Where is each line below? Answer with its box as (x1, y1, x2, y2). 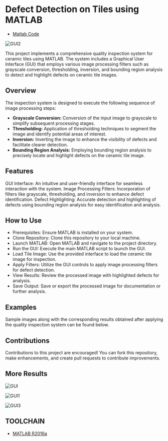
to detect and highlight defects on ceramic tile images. (5, 71, 118, 78)
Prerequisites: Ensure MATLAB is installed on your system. (12, 230, 133, 236)
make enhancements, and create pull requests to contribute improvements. (5, 355, 160, 361)
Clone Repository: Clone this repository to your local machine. (12, 235, 141, 241)
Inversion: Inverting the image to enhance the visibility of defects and (12, 136, 157, 142)
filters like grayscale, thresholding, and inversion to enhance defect (5, 191, 144, 197)
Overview (5, 87, 37, 95)
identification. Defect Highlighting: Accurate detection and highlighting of (5, 196, 156, 202)
